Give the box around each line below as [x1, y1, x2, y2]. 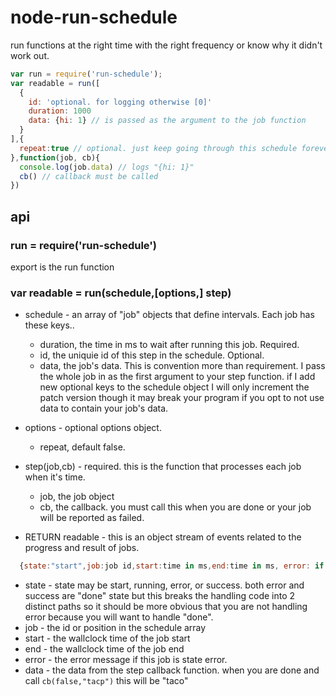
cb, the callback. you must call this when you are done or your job [39, 501, 312, 513]
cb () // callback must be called [19, 171, 159, 181]
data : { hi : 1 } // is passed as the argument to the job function [28, 116, 307, 126]
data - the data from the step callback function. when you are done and [24, 664, 320, 676]
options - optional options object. [24, 422, 162, 434]
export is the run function [10, 261, 115, 273]
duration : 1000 [28, 106, 92, 116]
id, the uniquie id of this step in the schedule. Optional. [39, 349, 265, 361]
